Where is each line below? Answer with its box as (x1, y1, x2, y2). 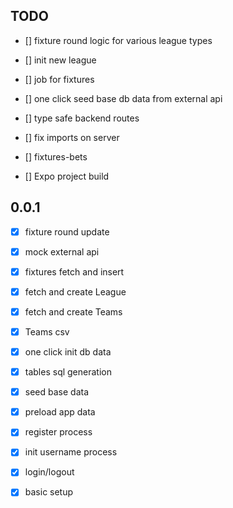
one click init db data (24, 346, 112, 358)
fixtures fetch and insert (24, 265, 125, 278)
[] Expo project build (24, 170, 110, 182)
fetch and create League (24, 285, 127, 298)
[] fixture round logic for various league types (24, 34, 213, 46)
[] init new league (24, 54, 97, 66)
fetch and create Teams (24, 305, 123, 318)
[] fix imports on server (24, 131, 120, 143)
